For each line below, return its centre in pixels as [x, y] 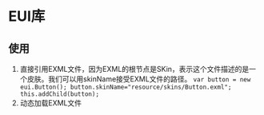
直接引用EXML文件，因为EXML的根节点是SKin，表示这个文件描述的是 [134, 69]
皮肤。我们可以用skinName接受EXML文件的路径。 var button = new [139, 79]
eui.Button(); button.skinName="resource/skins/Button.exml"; [126, 87]
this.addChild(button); [60, 94]
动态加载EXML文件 [51, 103]
